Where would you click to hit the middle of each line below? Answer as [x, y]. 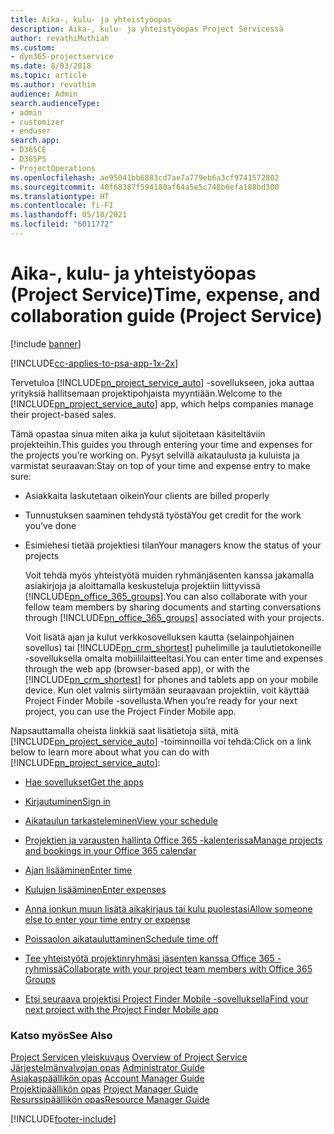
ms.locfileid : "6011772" [62, 224]
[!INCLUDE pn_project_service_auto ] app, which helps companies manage [162, 403]
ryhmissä [43, 968]
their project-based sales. [63, 414]
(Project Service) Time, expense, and [165, 295]
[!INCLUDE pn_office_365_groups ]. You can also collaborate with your [166, 596]
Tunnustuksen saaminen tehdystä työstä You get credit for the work [163, 515]
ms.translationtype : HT [60, 196]
